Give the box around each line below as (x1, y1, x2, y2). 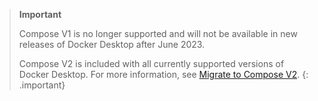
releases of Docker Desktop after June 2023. (18, 39, 206, 50)
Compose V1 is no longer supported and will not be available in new (18, 28, 298, 39)
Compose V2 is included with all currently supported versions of (18, 58, 285, 69)
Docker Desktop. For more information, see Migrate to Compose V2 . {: (18, 69, 309, 80)
